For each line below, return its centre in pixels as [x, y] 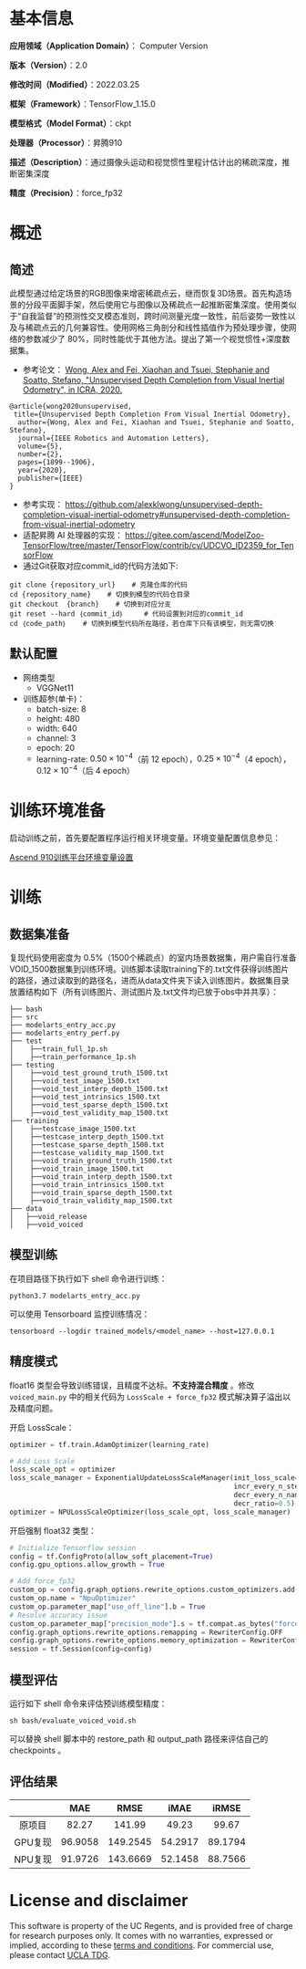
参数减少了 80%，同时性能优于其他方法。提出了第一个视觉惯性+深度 [153, 339]
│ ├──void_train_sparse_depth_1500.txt [91, 1193]
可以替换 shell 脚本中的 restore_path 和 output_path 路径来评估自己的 [139, 1738]
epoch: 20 [56, 747]
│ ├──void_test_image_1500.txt [75, 1081]
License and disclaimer [99, 1900]
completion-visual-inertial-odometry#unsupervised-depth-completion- [156, 514]
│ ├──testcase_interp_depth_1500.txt [87, 1137]
